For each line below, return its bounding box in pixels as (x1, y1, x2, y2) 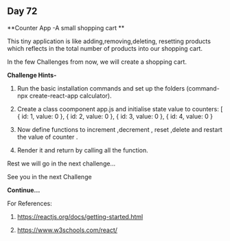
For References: (7, 199, 53, 207)
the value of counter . (16, 133, 78, 141)
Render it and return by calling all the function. (16, 146, 149, 154)
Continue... (7, 185, 41, 194)
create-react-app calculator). (29, 91, 112, 100)
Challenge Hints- (7, 71, 57, 79)
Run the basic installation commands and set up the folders (16, 84, 185, 92)
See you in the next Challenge (7, 172, 92, 181)
